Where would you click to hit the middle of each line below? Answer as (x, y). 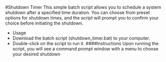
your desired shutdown (36, 54)
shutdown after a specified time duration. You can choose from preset (78, 12)
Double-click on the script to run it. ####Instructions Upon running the (86, 43)
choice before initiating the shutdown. (44, 23)
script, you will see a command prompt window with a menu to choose (86, 49)
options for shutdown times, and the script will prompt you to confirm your (82, 18)
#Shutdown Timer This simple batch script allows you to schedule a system (83, 7)
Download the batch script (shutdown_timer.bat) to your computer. (81, 38)
